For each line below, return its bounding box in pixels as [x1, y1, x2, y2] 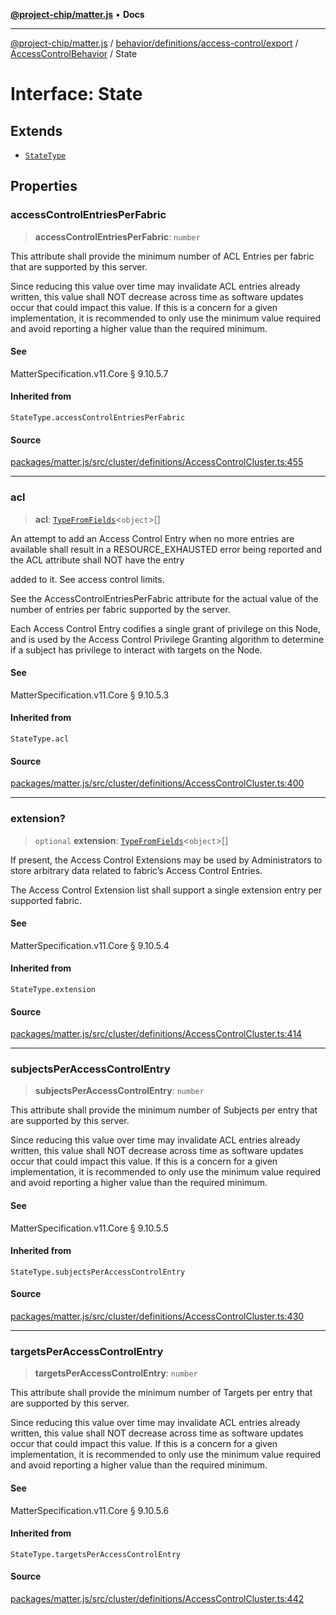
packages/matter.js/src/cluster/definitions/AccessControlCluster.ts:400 [10, 777, 305, 789]
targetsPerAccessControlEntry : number [34, 1367, 198, 1379]
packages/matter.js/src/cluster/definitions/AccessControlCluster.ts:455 [10, 456, 304, 468]
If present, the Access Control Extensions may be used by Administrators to [10, 854, 323, 866]
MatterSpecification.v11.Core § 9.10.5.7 [10, 367, 169, 379]
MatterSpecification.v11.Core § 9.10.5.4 [10, 939, 170, 951]
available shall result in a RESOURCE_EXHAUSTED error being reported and [10, 543, 322, 555]
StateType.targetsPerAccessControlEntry [10, 1549, 182, 1559]
